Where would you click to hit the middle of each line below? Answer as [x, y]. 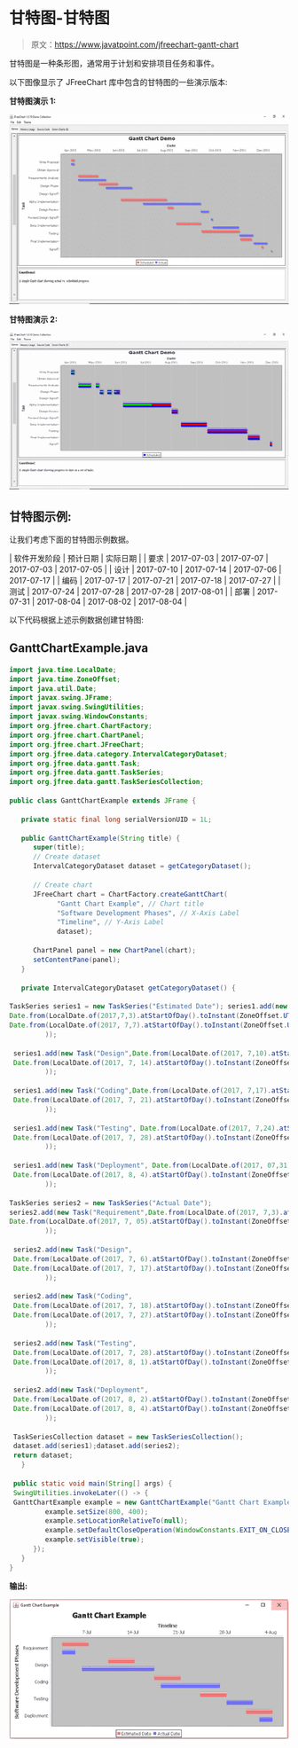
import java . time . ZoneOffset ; [65, 679]
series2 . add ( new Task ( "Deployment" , [81, 1390]
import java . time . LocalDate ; [63, 670]
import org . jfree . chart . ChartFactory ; [81, 726]
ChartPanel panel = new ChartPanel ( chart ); [114, 951]
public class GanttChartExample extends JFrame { [103, 801]
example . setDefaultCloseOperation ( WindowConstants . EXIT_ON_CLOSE [168, 1531]
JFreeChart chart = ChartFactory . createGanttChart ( [130, 894]
